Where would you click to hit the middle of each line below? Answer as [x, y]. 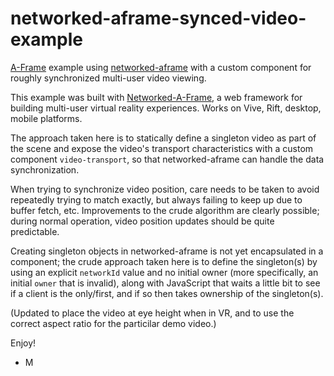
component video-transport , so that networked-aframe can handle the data [167, 159]
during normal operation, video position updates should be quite [142, 221]
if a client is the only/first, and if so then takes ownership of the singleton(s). [167, 293]
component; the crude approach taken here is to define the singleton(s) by [164, 261]
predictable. [35, 231]
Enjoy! [23, 343]
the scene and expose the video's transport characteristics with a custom [162, 148]
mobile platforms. [46, 118]
